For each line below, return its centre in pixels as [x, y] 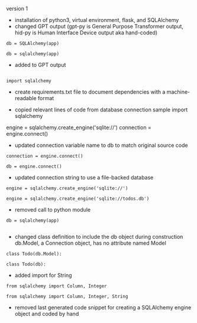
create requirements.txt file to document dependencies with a [90, 92]
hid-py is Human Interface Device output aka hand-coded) [86, 33]
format [46, 98]
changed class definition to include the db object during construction [99, 237]
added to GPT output [40, 65]
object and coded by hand [47, 314]
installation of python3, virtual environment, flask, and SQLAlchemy [97, 20]
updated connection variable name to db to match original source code [101, 145]
